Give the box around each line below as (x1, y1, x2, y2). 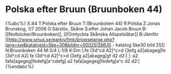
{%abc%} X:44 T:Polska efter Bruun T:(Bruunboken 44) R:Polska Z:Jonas (5, 20, 160, 26)
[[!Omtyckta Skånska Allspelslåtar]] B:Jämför (63, 31, 159, 37)
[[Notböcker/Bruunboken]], (5, 31, 63, 37)
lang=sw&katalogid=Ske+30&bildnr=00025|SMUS (5, 42, 112, 48)
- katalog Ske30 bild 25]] (112, 42, 165, 48)
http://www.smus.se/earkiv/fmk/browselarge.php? (8, 36, 115, 43)
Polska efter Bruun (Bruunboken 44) (5, 4, 163, 15)
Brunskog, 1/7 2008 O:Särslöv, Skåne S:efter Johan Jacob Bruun (5, 25, 142, 31)
